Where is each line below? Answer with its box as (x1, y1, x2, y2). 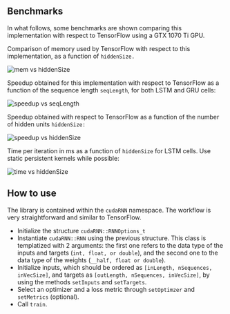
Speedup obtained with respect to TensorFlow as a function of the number (7, 112, 220, 121)
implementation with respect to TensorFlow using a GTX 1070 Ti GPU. (7, 31, 205, 39)
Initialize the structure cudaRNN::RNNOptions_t (17, 226, 146, 235)
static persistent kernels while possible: (7, 154, 119, 162)
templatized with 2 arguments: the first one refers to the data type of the (17, 241, 223, 249)
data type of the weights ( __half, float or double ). (17, 255, 166, 264)
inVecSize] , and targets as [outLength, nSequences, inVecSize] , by (17, 271, 210, 279)
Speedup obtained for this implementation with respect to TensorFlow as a (7, 79, 220, 87)
